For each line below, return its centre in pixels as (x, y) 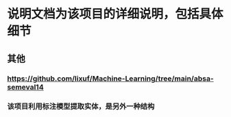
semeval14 (25, 87)
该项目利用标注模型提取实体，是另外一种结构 (81, 107)
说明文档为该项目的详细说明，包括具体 (115, 14)
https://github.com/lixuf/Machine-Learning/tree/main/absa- (110, 78)
